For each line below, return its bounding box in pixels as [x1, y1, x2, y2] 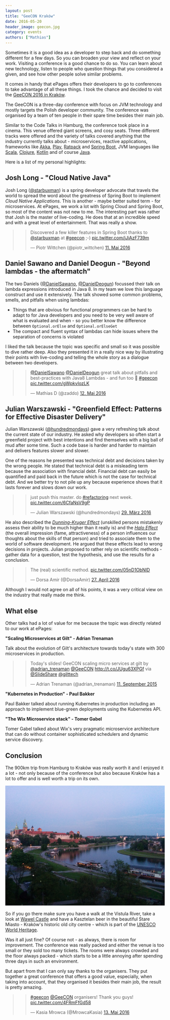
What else [5, 606, 38, 615]
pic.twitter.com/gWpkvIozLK [30, 380, 90, 386]
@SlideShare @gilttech [30, 671, 78, 677]
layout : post [5, 8, 33, 13]
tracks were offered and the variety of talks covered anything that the [5, 133, 150, 139]
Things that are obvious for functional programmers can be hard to [12, 307, 152, 313]
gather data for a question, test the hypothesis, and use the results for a [5, 552, 155, 558]
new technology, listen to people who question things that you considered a [5, 66, 163, 72]
